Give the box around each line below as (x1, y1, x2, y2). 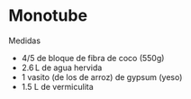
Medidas (8, 35, 41, 46)
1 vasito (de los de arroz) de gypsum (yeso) (21, 71, 183, 82)
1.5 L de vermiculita (21, 81, 94, 92)
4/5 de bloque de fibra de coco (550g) (21, 52, 165, 63)
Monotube (8, 5, 87, 26)
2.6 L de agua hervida (21, 62, 103, 73)
